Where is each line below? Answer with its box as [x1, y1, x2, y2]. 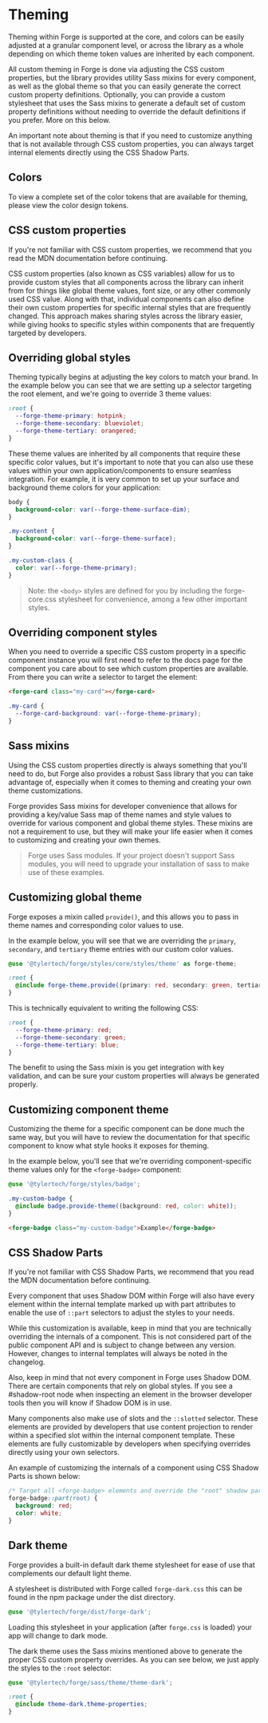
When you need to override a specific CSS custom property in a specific [8, 647, 246, 656]
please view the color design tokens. [8, 200, 129, 210]
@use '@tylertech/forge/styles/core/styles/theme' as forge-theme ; [8, 960, 238, 968]
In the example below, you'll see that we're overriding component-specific [8, 1157, 252, 1166]
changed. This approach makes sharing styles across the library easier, [8, 311, 243, 321]
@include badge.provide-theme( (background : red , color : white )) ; [15, 1202, 238, 1210]
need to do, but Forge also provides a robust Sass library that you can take [8, 768, 254, 779]
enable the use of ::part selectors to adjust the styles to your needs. [8, 1308, 235, 1318]
